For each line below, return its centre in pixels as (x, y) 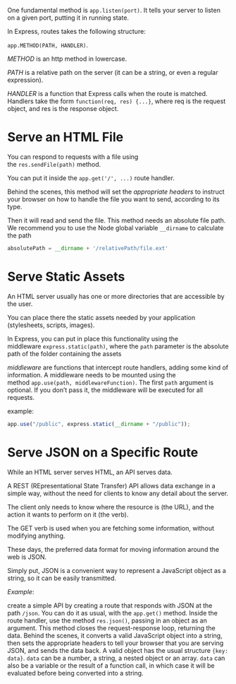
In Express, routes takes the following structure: (76, 31)
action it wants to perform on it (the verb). (68, 514)
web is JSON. (27, 557)
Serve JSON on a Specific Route (103, 452)
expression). (25, 80)
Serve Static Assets (66, 277)
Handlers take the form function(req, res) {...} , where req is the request (117, 101)
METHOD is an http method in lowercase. (67, 59)
